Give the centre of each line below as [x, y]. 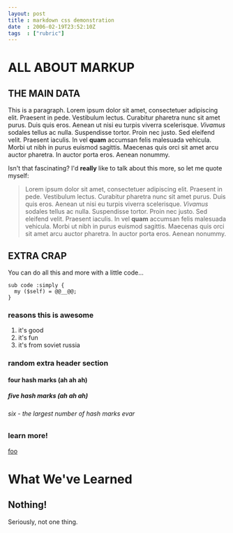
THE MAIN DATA [44, 93]
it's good [31, 330]
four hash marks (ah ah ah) [48, 380]
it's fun [28, 338]
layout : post [27, 14]
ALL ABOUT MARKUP [72, 68]
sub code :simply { [36, 286]
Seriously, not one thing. [43, 522]
